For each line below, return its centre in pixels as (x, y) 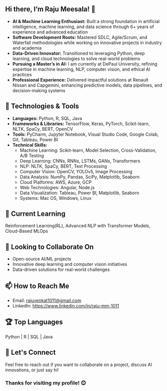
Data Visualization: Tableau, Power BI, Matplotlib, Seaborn (80, 193)
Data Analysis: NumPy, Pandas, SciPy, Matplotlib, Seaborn (80, 177)
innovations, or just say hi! (32, 370)
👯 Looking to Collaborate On (49, 247)
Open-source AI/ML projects (42, 259)
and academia (27, 48)
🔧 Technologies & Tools (42, 106)
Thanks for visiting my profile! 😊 (46, 382)
